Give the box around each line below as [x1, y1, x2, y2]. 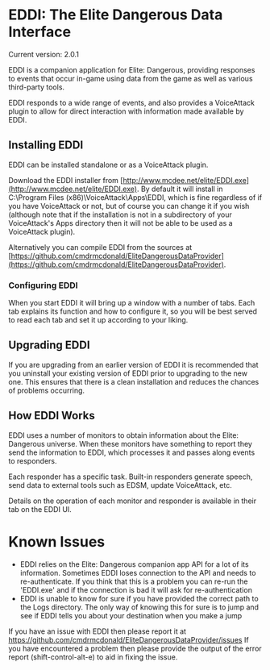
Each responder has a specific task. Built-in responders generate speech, [8, 472, 253, 481]
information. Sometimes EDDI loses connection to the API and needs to [19, 568, 256, 577]
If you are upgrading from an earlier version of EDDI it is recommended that [8, 360, 260, 369]
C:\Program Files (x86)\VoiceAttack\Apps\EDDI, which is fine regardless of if [8, 192, 263, 202]
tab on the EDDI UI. [8, 504, 73, 514]
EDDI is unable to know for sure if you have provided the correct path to [19, 593, 260, 603]
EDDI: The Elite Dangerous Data [8, 6, 223, 24]
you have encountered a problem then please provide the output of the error [8, 643, 262, 653]
